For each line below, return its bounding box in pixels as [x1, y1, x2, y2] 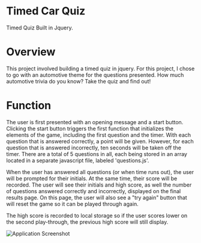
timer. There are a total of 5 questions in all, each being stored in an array [6, 150, 188, 157]
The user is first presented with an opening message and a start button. [6, 118, 184, 125]
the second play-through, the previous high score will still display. [6, 218, 169, 226]
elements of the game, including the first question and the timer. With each [6, 131, 191, 139]
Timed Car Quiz [6, 4, 86, 18]
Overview [6, 45, 56, 59]
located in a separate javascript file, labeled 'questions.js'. [6, 157, 149, 164]
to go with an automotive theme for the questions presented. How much [6, 71, 184, 79]
